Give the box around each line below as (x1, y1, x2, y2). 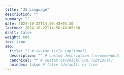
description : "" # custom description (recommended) (9, 53, 120, 58)
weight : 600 (5, 35, 30, 40)
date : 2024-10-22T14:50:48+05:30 (5, 21, 74, 26)
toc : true (5, 39, 26, 44)
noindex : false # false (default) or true (9, 62, 98, 67)
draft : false (5, 30, 32, 35)
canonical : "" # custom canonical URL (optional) (9, 58, 113, 63)
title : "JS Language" (5, 7, 50, 12)
